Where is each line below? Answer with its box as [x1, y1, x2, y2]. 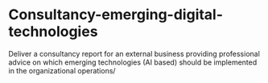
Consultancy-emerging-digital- [8, 6, 224, 24]
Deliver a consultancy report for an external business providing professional [8, 49, 260, 58]
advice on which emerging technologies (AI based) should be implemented [8, 57, 258, 67]
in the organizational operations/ [8, 65, 116, 75]
